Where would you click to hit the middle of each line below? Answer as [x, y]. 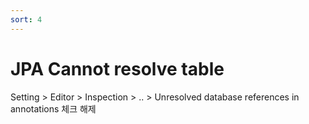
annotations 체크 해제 [53, 108]
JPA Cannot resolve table [117, 68]
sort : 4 [26, 19]
